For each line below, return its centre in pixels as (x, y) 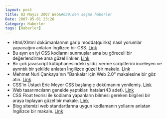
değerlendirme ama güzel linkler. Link (51, 58)
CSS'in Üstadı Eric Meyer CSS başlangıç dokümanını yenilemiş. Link (82, 85)
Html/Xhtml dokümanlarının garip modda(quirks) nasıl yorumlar (77, 42)
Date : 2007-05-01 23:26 (30, 19)
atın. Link (22, 80)
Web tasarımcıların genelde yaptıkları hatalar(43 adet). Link (73, 90)
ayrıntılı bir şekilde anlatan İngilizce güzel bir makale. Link (71, 69)
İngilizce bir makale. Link (38, 111)
